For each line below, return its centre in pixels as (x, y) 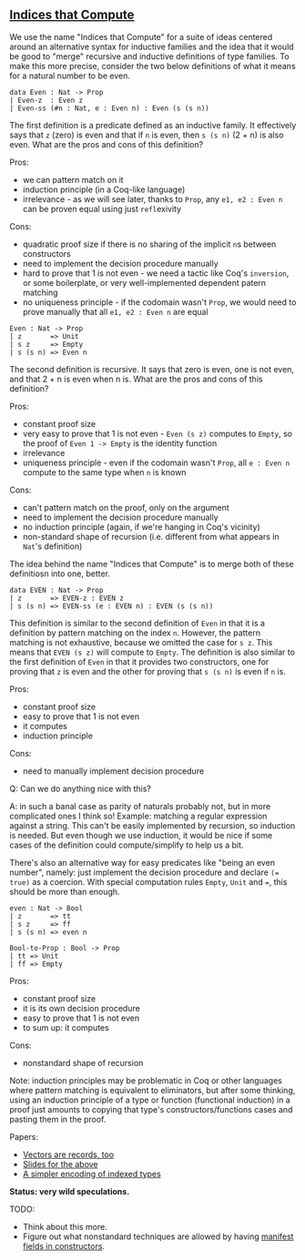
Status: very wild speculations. (70, 1191)
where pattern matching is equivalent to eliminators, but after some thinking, (152, 1090)
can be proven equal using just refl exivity (102, 208)
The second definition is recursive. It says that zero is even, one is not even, (152, 369)
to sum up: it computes (66, 1027)
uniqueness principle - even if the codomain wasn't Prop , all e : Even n (156, 462)
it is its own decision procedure (81, 1008)
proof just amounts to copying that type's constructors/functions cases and (151, 1109)
